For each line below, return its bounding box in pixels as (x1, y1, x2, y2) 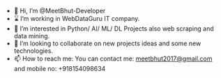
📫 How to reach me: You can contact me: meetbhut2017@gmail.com (13, 54, 213, 63)
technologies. (13, 47, 54, 55)
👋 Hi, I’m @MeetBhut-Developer (13, 7, 106, 15)
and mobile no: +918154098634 (13, 65, 106, 72)
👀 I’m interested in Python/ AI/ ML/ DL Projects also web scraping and (13, 24, 214, 33)
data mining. (13, 32, 50, 40)
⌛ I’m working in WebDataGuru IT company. (13, 15, 140, 22)
